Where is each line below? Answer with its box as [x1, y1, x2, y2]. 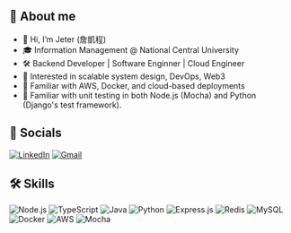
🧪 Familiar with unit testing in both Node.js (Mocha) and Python [22, 90, 257, 100]
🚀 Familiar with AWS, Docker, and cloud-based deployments [22, 80, 245, 91]
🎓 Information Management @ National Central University [22, 44, 240, 55]
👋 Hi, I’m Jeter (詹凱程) [22, 33, 107, 45]
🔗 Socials [9, 125, 63, 141]
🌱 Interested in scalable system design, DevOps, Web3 [22, 71, 226, 82]
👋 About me [9, 9, 76, 24]
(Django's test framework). [22, 99, 122, 110]
